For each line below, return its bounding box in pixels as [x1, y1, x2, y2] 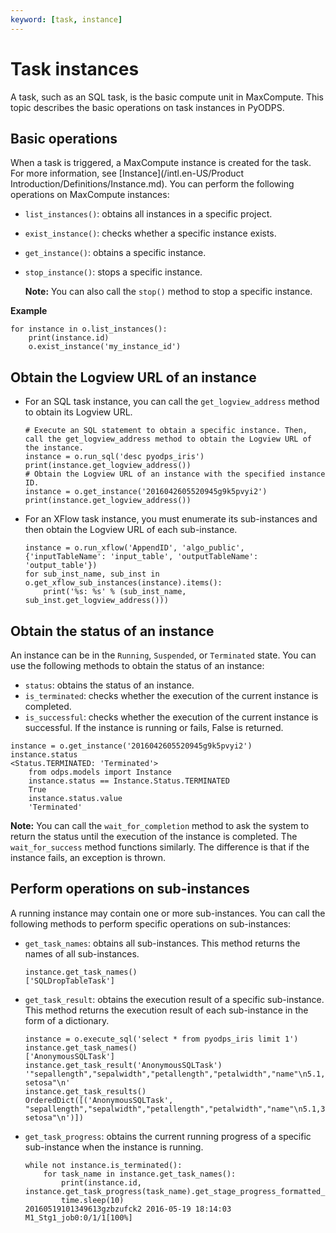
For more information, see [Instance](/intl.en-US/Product [10, 167, 245, 180]
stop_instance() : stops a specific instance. [24, 266, 203, 278]
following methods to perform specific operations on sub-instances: [10, 917, 292, 930]
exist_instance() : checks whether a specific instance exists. [24, 227, 277, 240]
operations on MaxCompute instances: [10, 189, 170, 201]
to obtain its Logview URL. [24, 406, 133, 418]
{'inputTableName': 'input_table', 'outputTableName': [24, 552, 259, 562]
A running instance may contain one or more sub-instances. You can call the [10, 907, 326, 919]
